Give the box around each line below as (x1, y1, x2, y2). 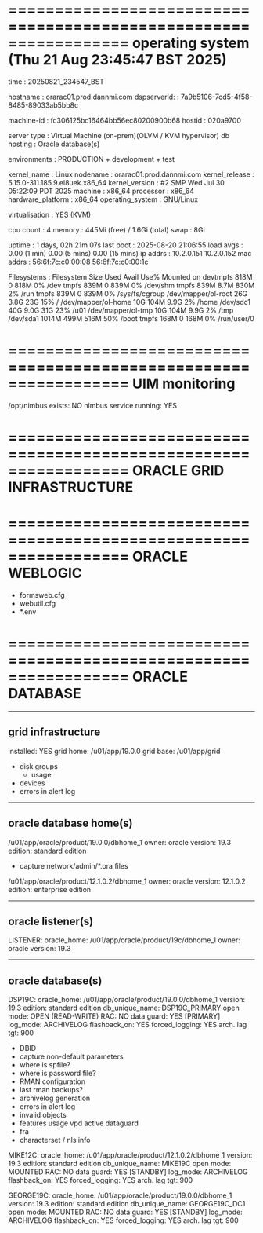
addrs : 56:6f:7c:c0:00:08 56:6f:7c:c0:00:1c (8, 257, 149, 266)
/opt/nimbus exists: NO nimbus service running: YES (8, 401, 178, 410)
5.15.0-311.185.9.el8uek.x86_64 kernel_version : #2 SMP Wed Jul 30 (8, 177, 225, 187)
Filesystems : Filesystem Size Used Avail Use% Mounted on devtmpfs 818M (8, 272, 253, 281)
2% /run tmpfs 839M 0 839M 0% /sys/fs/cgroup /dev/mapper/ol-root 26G (8, 288, 248, 298)
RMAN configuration (19, 1077, 86, 1086)
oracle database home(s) (8, 817, 133, 830)
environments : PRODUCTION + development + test (8, 154, 175, 163)
